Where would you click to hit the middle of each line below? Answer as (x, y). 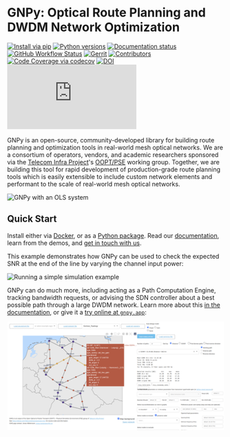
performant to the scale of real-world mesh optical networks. (94, 184)
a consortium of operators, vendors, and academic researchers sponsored (113, 154)
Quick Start (32, 219)
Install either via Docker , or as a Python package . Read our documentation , (113, 235)
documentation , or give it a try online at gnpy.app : (77, 312)
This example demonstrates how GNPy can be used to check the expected (113, 256)
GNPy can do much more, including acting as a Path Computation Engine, (112, 290)
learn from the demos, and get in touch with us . (74, 243)
